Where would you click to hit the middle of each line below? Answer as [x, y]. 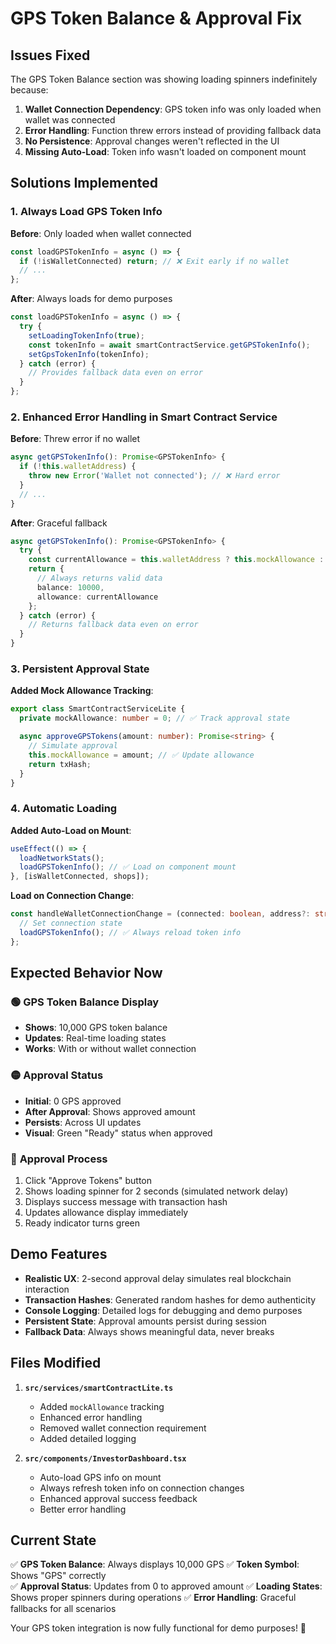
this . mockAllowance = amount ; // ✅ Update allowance [141, 755]
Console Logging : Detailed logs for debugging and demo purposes [163, 1310]
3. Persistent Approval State [80, 669]
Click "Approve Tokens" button [88, 1180]
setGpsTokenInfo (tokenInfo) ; [89, 354]
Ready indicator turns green [82, 1223]
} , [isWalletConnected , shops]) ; [80, 877]
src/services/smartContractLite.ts [99, 1388]
